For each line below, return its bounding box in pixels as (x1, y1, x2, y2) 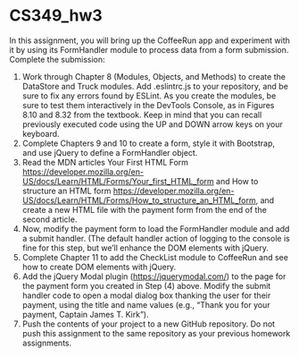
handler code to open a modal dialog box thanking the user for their (21, 290, 271, 301)
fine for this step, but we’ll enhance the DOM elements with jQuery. (21, 242, 270, 253)
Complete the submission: (9, 54, 105, 64)
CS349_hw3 (9, 5, 103, 26)
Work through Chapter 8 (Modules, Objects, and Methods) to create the (21, 71, 286, 81)
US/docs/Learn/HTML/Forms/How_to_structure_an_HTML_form (21, 194, 256, 206)
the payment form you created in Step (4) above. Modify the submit (21, 280, 271, 291)
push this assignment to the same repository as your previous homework (21, 327, 291, 338)
